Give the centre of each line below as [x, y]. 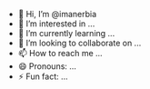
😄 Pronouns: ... [47, 66]
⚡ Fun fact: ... [43, 76]
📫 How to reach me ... [60, 53]
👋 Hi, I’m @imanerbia [57, 14]
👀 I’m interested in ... [56, 24]
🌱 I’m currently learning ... [66, 33]
